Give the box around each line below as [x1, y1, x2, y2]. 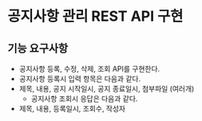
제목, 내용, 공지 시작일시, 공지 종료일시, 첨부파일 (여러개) [18, 84, 195, 93]
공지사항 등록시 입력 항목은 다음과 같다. [18, 74, 141, 84]
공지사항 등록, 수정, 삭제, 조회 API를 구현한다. [18, 64, 160, 73]
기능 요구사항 [7, 41, 69, 55]
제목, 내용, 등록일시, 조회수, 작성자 [18, 104, 125, 113]
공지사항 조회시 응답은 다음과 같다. [30, 94, 138, 103]
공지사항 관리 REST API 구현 [7, 7, 184, 25]
